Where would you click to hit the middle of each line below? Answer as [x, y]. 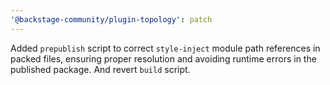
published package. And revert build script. [100, 69]
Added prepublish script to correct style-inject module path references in [165, 48]
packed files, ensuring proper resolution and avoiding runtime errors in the [163, 58]
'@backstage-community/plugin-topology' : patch [111, 19]
